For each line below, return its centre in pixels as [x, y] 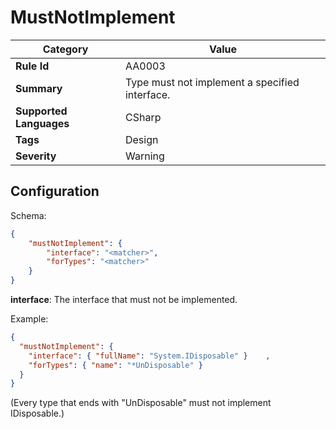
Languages [42, 123]
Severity [36, 156]
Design [141, 139]
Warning [144, 156]
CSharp [143, 117]
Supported [41, 111]
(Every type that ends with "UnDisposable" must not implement [141, 403]
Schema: [28, 215]
